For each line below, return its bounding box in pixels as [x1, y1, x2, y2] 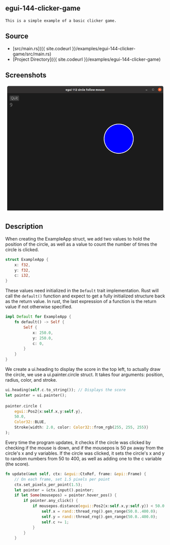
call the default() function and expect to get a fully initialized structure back [5, 293, 165, 299]
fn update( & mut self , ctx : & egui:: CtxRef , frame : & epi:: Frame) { [5, 471, 147, 476]
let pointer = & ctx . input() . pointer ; [14, 487, 94, 493]
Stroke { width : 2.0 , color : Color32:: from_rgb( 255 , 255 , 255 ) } [14, 425, 149, 430]
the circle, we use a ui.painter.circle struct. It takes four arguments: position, [5, 371, 164, 378]
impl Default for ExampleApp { [5, 314, 72, 319]
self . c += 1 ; [41, 520, 70, 525]
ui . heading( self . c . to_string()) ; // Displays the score [5, 388, 126, 393]
